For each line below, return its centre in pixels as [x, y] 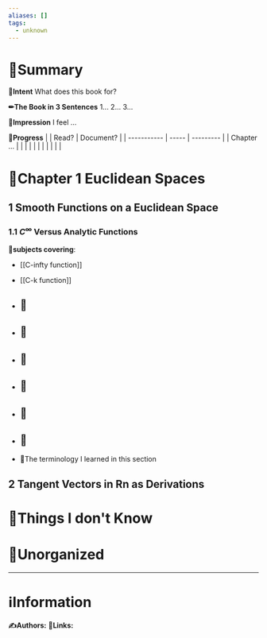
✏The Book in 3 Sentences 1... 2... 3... [71, 107]
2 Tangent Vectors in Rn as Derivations [106, 484]
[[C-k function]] [45, 280]
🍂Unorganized [56, 555]
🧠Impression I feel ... [43, 122]
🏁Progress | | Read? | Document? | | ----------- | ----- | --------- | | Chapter [133, 138]
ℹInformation [50, 603]
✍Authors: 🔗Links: [41, 625]
